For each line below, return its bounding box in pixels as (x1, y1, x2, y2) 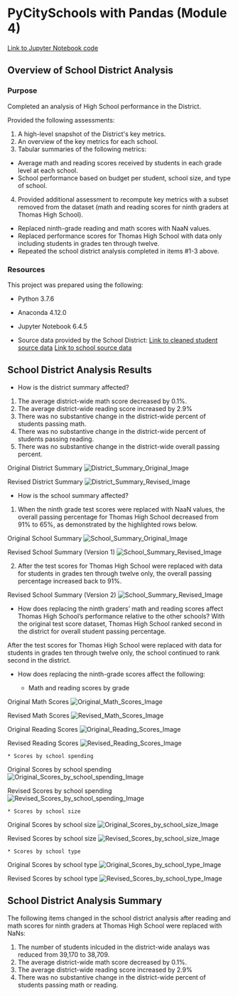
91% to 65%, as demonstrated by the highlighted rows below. (17, 520, 198, 529)
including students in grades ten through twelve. (17, 239, 160, 247)
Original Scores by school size (7, 820, 97, 829)
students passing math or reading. (17, 980, 119, 989)
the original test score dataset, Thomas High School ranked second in (17, 619, 222, 628)
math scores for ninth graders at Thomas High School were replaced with (7, 921, 222, 930)
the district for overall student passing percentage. (17, 627, 166, 636)
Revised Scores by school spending (7, 786, 112, 795)
